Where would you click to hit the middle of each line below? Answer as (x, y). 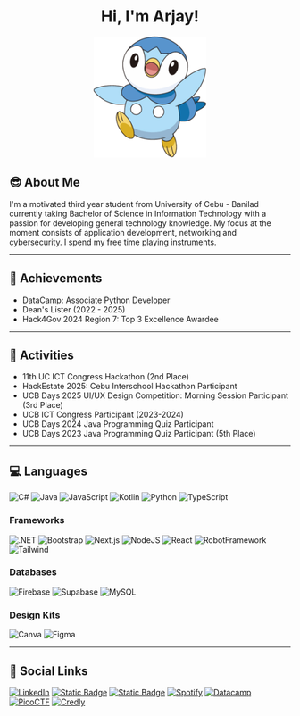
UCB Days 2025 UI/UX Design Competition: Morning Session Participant (155, 395)
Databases (33, 572)
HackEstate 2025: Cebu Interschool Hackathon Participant (129, 387)
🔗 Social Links (49, 671)
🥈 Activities (42, 355)
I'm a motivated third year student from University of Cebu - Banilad (134, 204)
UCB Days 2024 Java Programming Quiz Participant (118, 424)
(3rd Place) (43, 405)
